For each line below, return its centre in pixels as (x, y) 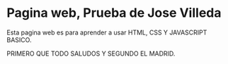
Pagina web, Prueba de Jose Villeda (114, 13)
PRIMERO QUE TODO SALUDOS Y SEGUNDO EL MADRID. (91, 53)
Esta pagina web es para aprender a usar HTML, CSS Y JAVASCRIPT (107, 32)
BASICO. (19, 39)
